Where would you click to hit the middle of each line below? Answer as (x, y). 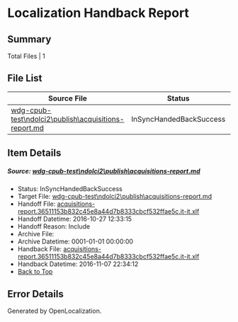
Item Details (34, 153)
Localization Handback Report (98, 13)
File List (25, 78)
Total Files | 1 (26, 56)
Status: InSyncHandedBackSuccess (70, 189)
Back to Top (35, 272)
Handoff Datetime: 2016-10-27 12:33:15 (75, 219)
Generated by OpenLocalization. (55, 311)
